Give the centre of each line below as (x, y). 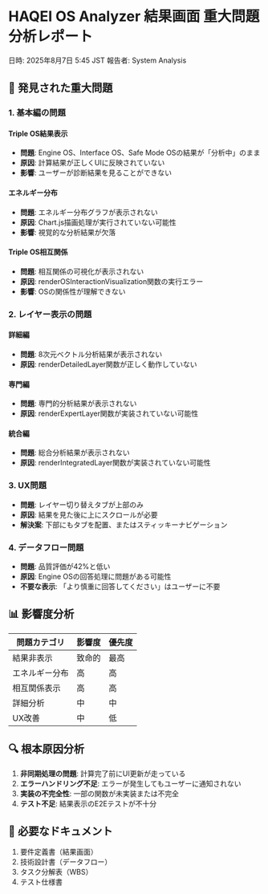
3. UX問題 (27, 486)
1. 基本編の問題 (37, 113)
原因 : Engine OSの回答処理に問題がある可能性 (95, 576)
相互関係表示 (37, 688)
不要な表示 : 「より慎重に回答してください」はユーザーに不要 (120, 586)
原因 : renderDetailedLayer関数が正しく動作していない (108, 364)
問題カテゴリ (41, 642)
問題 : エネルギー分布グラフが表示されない (89, 212)
